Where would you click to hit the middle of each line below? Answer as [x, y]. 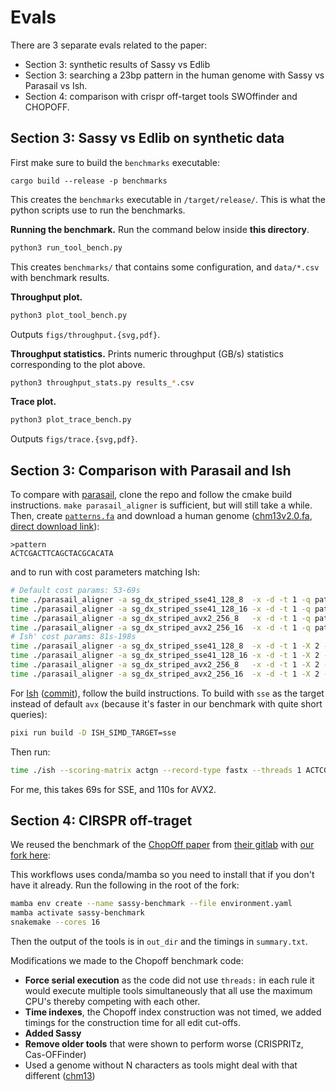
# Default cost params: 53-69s [75, 591]
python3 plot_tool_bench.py [69, 315]
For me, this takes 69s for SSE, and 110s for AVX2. [113, 789]
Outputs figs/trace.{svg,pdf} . [74, 439]
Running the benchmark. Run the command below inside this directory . [160, 229]
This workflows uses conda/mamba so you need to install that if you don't [162, 875]
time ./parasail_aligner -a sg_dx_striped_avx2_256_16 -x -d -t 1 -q [160, 627]
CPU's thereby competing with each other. [112, 1001]
